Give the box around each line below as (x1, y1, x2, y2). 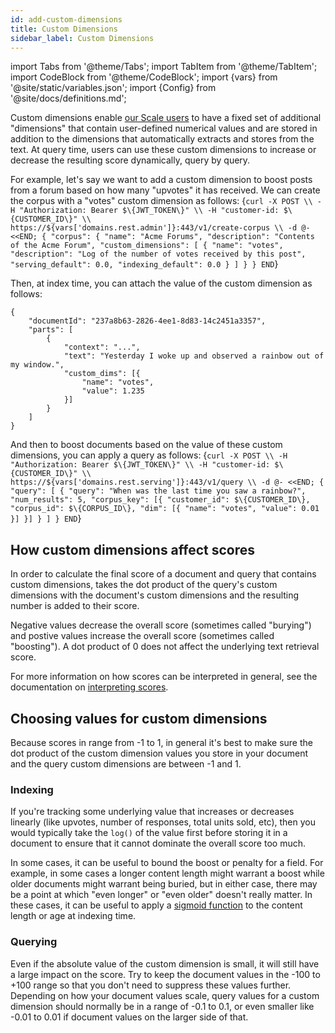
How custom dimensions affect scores (10, 541, 256, 558)
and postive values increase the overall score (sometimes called (10, 630, 275, 642)
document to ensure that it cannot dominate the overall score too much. (10, 837, 306, 850)
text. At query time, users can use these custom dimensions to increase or (10, 144, 317, 156)
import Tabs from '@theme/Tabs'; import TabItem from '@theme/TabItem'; (10, 61, 318, 73)
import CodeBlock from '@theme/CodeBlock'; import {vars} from (10, 71, 278, 83)
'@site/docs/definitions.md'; (10, 92, 127, 105)
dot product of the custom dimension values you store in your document (10, 747, 309, 759)
